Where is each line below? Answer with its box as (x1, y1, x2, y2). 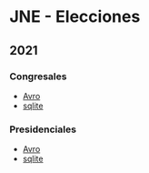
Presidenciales (9, 123, 77, 136)
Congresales (9, 70, 67, 83)
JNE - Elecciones (9, 6, 141, 27)
